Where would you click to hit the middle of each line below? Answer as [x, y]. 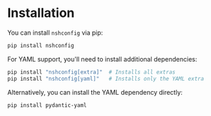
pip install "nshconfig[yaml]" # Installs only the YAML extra [105, 79]
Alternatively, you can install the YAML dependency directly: [95, 92]
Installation [41, 13]
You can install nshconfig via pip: [55, 33]
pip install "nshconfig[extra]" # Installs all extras [91, 72]
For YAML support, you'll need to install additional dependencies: [102, 59]
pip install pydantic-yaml [47, 105]
